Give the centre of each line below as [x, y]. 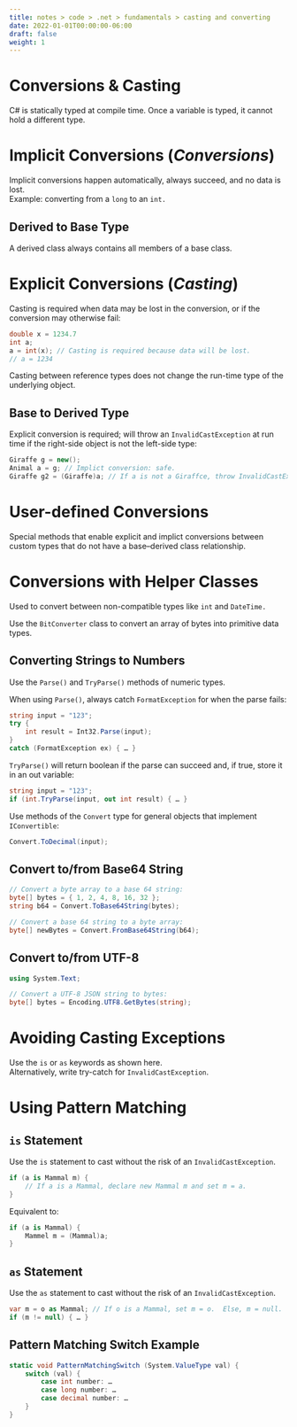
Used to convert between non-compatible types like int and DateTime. [138, 606]
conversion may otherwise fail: [65, 318]
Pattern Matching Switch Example [105, 1345]
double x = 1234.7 [43, 334]
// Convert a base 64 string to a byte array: [96, 922]
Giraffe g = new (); [45, 460]
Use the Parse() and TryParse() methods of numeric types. [117, 682]
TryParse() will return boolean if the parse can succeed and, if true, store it [146, 765]
